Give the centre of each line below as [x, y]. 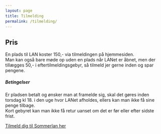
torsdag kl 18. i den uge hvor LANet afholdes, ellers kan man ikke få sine [80, 100]
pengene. [15, 71]
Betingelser [18, 82]
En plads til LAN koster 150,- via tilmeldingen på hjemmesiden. [70, 54]
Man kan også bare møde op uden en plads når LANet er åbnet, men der [80, 60]
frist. [10, 116]
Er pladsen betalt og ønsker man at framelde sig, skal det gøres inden [77, 95]
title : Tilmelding [24, 16]
